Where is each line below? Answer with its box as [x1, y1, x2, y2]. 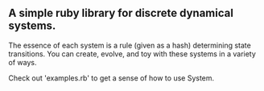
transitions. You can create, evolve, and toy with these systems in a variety [8, 48, 256, 59]
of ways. [8, 57, 37, 67]
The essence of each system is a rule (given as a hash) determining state [8, 40, 251, 50]
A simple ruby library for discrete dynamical [8, 6, 233, 20]
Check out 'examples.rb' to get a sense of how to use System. [8, 72, 215, 83]
